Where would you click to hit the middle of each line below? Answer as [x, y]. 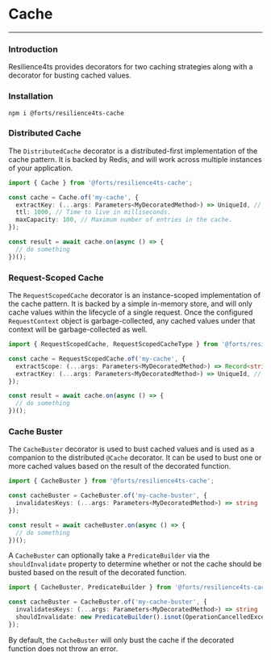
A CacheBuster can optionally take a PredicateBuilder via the [109, 556]
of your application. [41, 168]
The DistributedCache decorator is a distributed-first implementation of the [133, 151]
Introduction [33, 49]
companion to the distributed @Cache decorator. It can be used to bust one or [135, 457]
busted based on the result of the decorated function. [98, 573]
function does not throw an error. [63, 648]
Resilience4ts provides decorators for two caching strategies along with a [131, 67]
